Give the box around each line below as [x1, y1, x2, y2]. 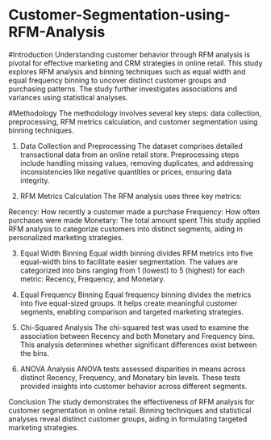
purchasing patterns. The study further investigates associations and [8, 83, 238, 94]
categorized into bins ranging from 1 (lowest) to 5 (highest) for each [19, 265, 245, 275]
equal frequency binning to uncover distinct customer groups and [8, 75, 227, 85]
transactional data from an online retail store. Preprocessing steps [19, 150, 240, 159]
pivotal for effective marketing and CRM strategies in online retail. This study [8, 58, 263, 68]
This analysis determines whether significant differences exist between [19, 340, 257, 349]
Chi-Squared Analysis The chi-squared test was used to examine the [19, 322, 249, 332]
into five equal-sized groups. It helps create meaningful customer [19, 298, 238, 308]
